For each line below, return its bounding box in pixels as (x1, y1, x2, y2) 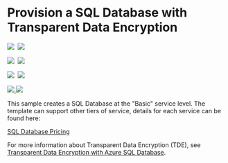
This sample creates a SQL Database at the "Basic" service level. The (7, 99, 206, 108)
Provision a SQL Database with (7, 5, 188, 21)
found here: (7, 114, 40, 122)
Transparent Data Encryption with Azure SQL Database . (7, 148, 166, 156)
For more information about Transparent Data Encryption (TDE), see (7, 140, 201, 149)
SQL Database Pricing (7, 127, 71, 135)
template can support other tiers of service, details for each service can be (7, 106, 222, 115)
